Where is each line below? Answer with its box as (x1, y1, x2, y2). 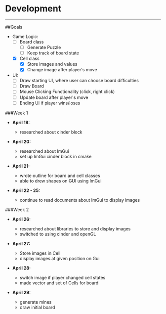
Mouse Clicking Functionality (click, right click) (19, 89, 115, 94)
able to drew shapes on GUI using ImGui (19, 178, 102, 183)
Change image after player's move (27, 67, 97, 73)
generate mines (19, 299, 52, 305)
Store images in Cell (19, 250, 61, 256)
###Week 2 (5, 206, 29, 213)
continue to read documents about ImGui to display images (19, 197, 140, 203)
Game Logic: (12, 33, 39, 40)
